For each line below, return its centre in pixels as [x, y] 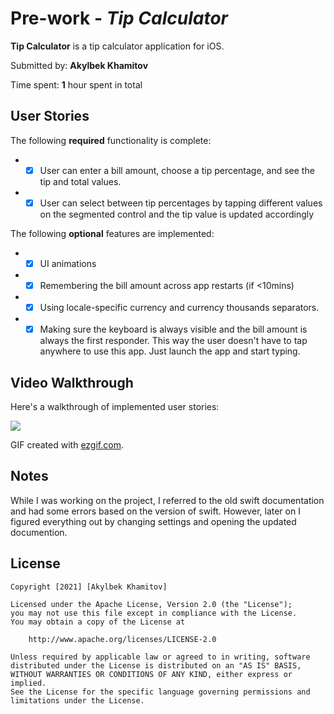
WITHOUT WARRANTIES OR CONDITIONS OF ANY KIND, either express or [151, 674]
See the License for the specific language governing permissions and [160, 692]
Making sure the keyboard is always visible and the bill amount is [173, 329]
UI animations [68, 263]
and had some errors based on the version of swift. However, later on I [155, 511]
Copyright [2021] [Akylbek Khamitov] [89, 587]
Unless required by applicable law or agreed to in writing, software [160, 657]
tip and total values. [80, 181]
